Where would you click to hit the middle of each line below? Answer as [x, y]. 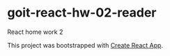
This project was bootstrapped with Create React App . [85, 45]
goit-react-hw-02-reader [82, 13]
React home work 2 [35, 32]
